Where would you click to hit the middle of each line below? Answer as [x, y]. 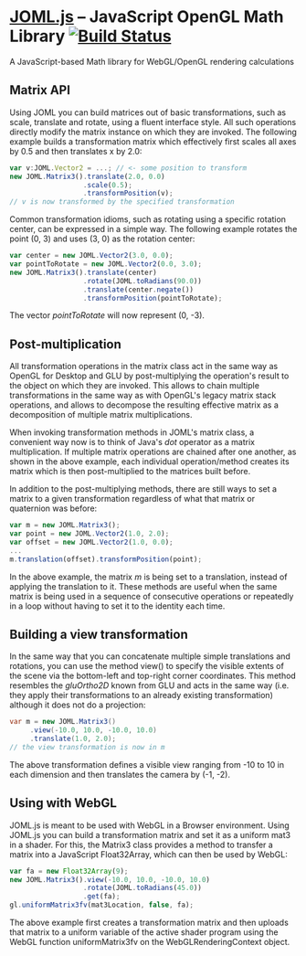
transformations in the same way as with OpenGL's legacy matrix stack [143, 396]
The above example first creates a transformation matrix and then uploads [149, 923]
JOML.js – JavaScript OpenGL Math [147, 17]
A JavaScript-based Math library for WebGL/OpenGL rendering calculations [152, 61]
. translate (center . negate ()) [138, 290]
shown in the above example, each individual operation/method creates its [149, 462]
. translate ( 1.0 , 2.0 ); [73, 739]
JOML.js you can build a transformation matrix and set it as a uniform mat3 [150, 834]
